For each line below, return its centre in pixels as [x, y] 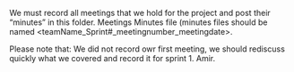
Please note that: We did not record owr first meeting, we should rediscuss [147, 49]
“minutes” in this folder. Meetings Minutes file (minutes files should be [138, 22]
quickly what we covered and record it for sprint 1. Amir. [112, 58]
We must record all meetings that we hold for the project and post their [140, 13]
